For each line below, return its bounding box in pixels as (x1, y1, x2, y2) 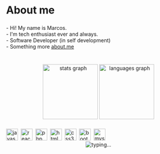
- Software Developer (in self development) (6, 37, 111, 44)
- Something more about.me (6, 43, 74, 50)
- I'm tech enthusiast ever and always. (6, 30, 98, 38)
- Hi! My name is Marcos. (6, 25, 67, 32)
